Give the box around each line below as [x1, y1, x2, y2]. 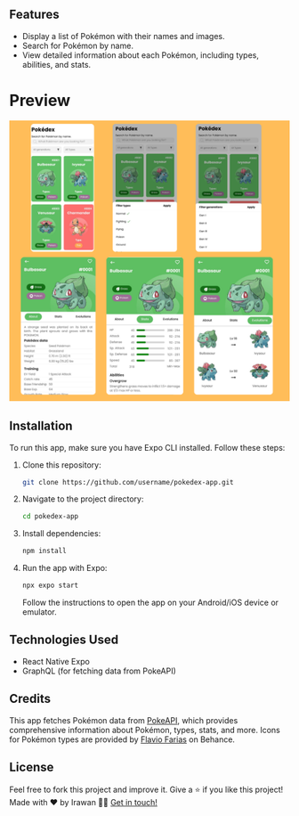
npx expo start [21, 581, 79, 591]
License [9, 760, 54, 775]
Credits [9, 691, 52, 706]
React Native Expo [21, 656, 91, 666]
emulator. [21, 607, 58, 617]
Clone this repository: [21, 459, 101, 470]
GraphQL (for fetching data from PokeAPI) [21, 665, 176, 676]
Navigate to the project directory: [21, 494, 144, 504]
